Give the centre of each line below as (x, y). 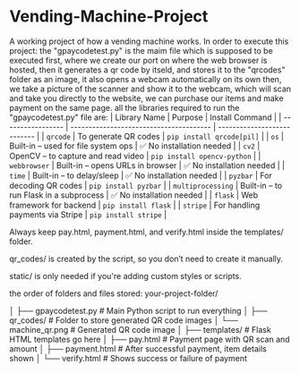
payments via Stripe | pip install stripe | (88, 214)
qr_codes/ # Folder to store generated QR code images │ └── (124, 320)
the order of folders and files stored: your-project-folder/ (114, 293)
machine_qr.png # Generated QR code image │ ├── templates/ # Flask (140, 329)
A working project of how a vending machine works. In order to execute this (149, 41)
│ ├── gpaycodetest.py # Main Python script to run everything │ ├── (138, 310)
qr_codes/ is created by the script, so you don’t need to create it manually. (146, 259)
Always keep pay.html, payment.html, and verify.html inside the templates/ (146, 232)
